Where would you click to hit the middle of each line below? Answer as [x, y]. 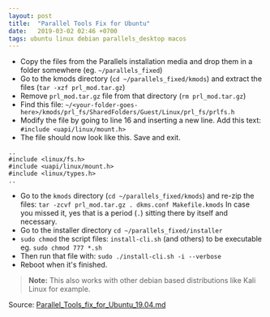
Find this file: [41, 105]
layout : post [30, 16]
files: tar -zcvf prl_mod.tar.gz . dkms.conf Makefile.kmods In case [135, 204]
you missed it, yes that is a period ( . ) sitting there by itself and [124, 213]
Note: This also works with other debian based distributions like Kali [142, 281]
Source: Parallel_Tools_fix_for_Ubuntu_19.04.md [87, 305]
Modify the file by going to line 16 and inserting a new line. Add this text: [141, 120]
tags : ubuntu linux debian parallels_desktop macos [97, 39]
